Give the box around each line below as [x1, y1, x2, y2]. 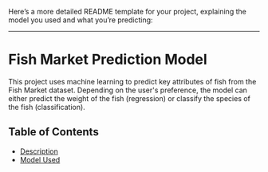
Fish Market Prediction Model [8, 51, 207, 68]
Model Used [19, 154, 61, 164]
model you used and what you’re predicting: [8, 15, 153, 25]
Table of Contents [8, 125, 100, 139]
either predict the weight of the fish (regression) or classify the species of [8, 93, 251, 103]
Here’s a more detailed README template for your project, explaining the [8, 7, 247, 16]
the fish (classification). [8, 102, 85, 111]
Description [19, 147, 58, 156]
